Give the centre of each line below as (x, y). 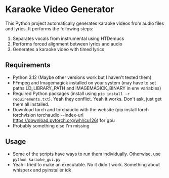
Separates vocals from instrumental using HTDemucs (68, 38)
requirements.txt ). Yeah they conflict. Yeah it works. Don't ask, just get (87, 99)
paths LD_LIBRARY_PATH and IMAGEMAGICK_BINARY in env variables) (87, 88)
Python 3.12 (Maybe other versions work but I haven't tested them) (82, 77)
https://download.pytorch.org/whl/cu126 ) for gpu (64, 120)
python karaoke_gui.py (36, 160)
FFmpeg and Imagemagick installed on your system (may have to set (84, 82)
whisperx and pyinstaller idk (42, 170)
